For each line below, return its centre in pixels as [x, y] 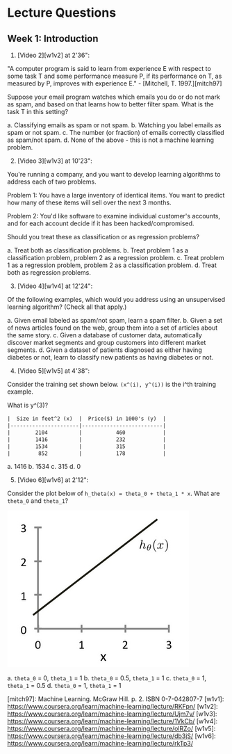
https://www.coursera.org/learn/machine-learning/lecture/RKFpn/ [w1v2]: [113, 706]
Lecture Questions [62, 13]
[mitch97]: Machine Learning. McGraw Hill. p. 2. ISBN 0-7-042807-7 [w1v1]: [116, 699]
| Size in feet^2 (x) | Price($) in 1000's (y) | [87, 419]
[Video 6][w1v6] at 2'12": [53, 480]
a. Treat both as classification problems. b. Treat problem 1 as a [98, 250]
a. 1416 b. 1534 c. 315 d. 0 [44, 466]
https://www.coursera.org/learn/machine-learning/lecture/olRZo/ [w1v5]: [111, 729]
